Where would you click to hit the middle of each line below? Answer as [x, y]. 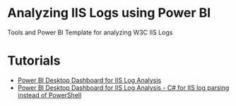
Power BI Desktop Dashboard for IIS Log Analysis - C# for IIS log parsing [123, 87]
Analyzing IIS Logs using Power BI [109, 13]
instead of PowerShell [49, 95]
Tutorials [34, 61]
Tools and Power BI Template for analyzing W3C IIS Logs [90, 32]
